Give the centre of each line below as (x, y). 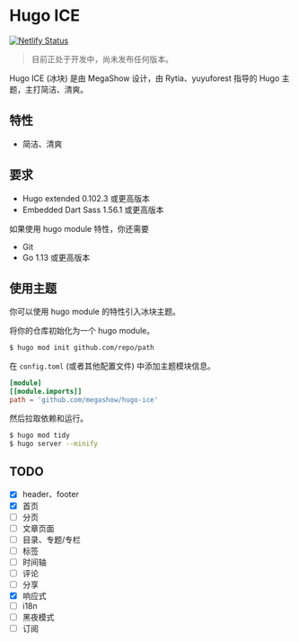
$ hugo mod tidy (40, 435)
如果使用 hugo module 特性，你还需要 (79, 228)
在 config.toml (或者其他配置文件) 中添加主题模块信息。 (112, 366)
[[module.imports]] (46, 392)
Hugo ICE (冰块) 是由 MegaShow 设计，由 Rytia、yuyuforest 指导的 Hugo (145, 78)
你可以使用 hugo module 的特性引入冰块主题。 (95, 312)
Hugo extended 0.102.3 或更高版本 (86, 198)
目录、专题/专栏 (51, 539)
